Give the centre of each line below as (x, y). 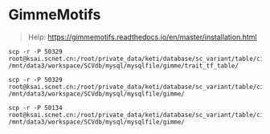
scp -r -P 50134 (35, 108)
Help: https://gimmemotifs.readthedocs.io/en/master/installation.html (142, 37)
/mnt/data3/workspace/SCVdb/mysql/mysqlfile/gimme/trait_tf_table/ (124, 66)
